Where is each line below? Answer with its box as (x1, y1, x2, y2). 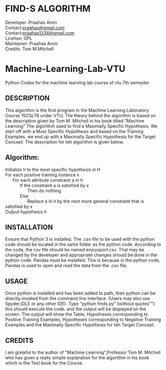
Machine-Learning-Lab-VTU (5, 63, 126, 74)
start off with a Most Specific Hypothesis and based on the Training (5, 128, 144, 134)
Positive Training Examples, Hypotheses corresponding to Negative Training (5, 316, 162, 323)
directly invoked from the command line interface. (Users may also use (5, 296, 150, 301)
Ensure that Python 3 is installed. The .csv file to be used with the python (5, 236, 155, 242)
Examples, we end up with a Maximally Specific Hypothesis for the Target (5, 134, 156, 140)
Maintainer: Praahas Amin (5, 40, 58, 46)
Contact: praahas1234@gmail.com (5, 30, 75, 36)
